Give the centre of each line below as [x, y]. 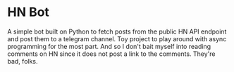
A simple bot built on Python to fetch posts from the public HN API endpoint [117, 31]
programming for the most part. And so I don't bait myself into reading [109, 46]
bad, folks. [23, 61]
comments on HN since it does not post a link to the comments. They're [112, 54]
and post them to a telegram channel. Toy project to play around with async [117, 38]
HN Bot [28, 12]
